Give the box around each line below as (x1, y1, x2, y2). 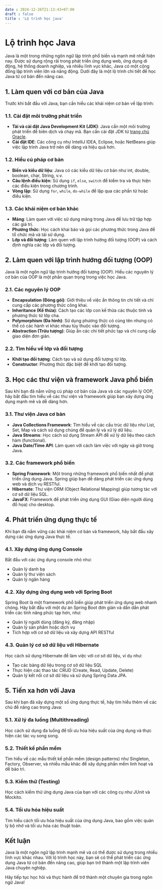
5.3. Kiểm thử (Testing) (5, 778, 60, 785)
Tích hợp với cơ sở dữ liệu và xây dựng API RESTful (12, 630, 115, 636)
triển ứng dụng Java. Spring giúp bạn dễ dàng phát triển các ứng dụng (12, 476, 153, 481)
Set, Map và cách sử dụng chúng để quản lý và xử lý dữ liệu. (12, 427, 133, 433)
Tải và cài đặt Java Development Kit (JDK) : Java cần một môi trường (12, 124, 150, 129)
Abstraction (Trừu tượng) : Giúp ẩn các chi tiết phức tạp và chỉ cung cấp (12, 328, 156, 334)
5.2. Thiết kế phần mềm (5, 745, 61, 751)
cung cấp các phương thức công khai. (12, 302, 88, 308)
